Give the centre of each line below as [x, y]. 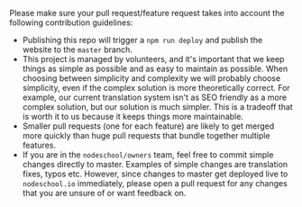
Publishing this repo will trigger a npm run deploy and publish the [142, 40]
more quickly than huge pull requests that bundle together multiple [146, 135]
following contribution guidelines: [71, 22]
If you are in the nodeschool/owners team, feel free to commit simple [148, 155]
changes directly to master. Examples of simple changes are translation [155, 164]
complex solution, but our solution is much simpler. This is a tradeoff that [157, 107]
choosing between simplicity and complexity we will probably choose [151, 78]
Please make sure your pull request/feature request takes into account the [147, 13]
